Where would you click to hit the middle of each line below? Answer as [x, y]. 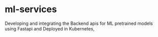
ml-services [31, 9]
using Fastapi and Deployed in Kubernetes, [50, 28]
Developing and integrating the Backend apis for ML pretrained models [79, 23]
